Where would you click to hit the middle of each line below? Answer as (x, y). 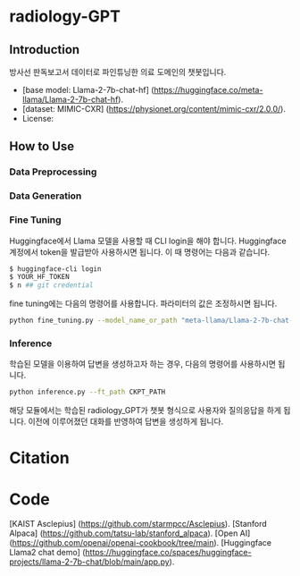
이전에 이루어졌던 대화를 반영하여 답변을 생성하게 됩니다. (126, 421)
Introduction (45, 50)
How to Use (42, 146)
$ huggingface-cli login (55, 269)
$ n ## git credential (51, 285)
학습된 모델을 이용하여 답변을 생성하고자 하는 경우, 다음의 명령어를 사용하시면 (143, 364)
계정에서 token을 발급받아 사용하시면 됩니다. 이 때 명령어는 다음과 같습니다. (140, 251)
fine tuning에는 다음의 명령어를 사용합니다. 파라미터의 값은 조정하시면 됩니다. (143, 304)
